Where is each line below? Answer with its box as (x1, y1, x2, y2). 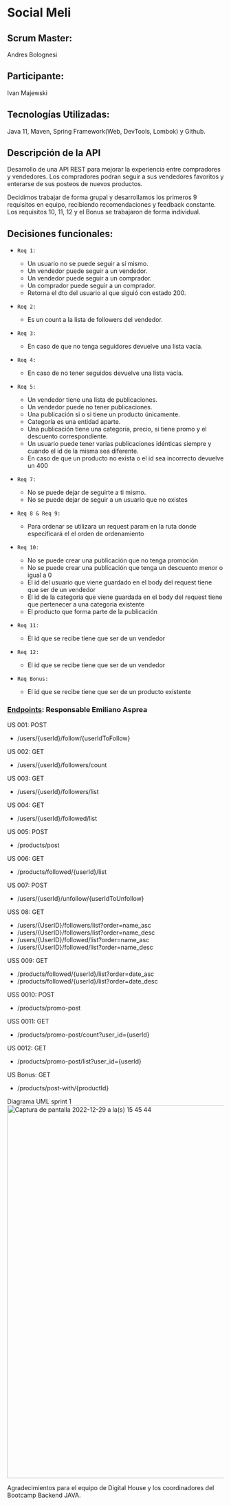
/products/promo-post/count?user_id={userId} (16, 1030, 150, 1039)
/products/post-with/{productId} (16, 1083, 109, 1092)
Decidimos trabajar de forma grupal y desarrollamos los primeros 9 (7, 193, 197, 201)
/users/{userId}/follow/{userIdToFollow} (16, 734, 131, 742)
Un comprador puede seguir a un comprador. (27, 281, 156, 290)
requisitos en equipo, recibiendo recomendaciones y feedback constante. (7, 201, 217, 209)
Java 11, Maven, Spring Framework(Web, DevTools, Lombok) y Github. (7, 127, 206, 135)
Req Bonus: (16, 675, 49, 683)
